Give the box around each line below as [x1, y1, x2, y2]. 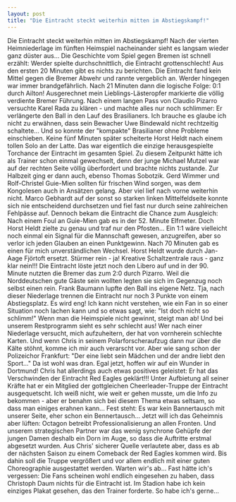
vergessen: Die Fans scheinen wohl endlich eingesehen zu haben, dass [7, 471, 215, 480]
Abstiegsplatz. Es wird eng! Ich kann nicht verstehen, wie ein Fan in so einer [7, 299, 228, 307]
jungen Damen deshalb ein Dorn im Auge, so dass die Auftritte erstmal [7, 434, 211, 442]
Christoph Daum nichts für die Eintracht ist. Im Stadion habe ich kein [7, 479, 206, 487]
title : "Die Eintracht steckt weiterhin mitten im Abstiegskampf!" [7, 17, 210, 24]
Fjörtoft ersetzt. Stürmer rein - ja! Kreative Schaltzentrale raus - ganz [24, 253, 224, 262]
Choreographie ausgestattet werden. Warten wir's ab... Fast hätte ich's [7, 464, 213, 472]
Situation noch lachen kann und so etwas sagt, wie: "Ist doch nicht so [7, 306, 209, 315]
